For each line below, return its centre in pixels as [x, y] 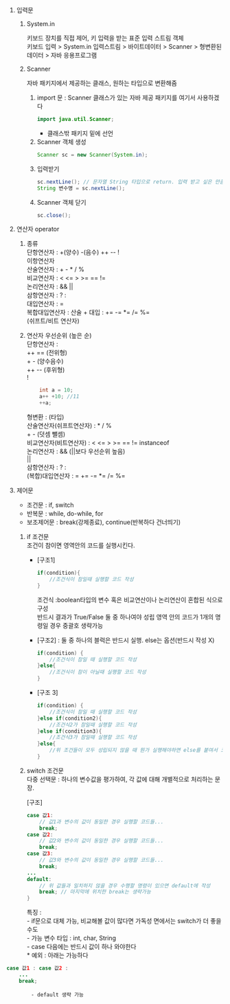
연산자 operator [38, 229]
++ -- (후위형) [46, 370]
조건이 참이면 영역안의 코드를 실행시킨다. [81, 545]
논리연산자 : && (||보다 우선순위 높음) [76, 451]
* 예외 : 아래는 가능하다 [57, 955]
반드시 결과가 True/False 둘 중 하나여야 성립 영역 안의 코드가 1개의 [125, 617]
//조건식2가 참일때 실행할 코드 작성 [93, 725]
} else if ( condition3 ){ [69, 731]
